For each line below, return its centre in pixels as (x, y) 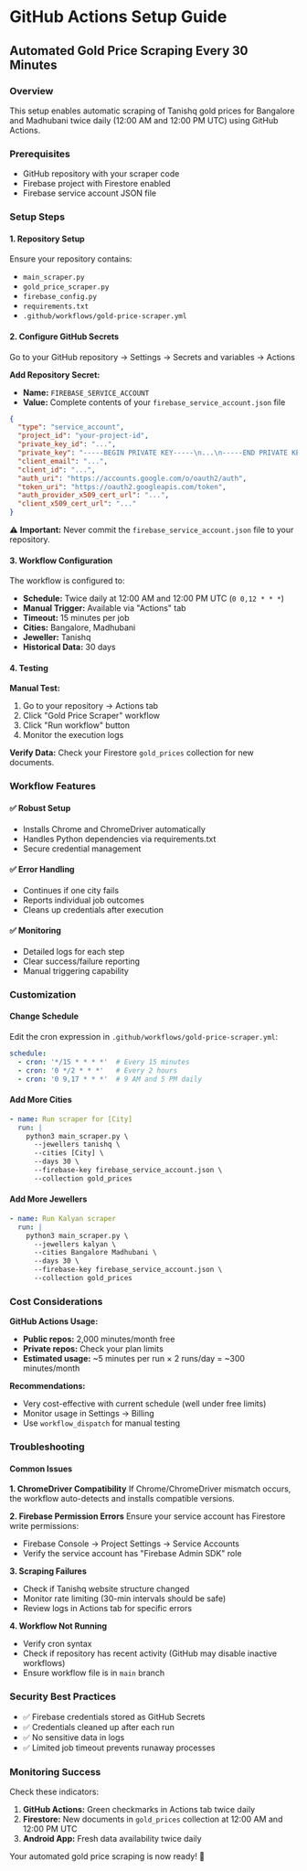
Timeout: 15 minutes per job (76, 618)
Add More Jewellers (48, 1199)
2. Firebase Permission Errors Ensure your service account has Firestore (148, 1516)
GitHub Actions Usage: (54, 1321)
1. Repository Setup (47, 239)
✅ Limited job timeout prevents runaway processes (119, 1748)
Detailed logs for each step (74, 951)
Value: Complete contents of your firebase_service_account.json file (154, 402)
